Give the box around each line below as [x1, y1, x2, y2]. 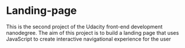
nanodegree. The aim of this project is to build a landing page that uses [6, 29, 179, 36]
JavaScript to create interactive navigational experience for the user [6, 35, 171, 42]
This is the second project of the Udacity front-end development [6, 23, 163, 30]
